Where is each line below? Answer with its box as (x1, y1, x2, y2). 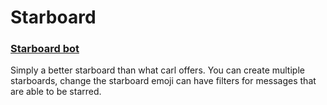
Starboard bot (10, 42, 80, 56)
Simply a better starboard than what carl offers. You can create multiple (10, 64, 305, 76)
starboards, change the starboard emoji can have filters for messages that (10, 75, 317, 87)
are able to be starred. (10, 86, 102, 98)
